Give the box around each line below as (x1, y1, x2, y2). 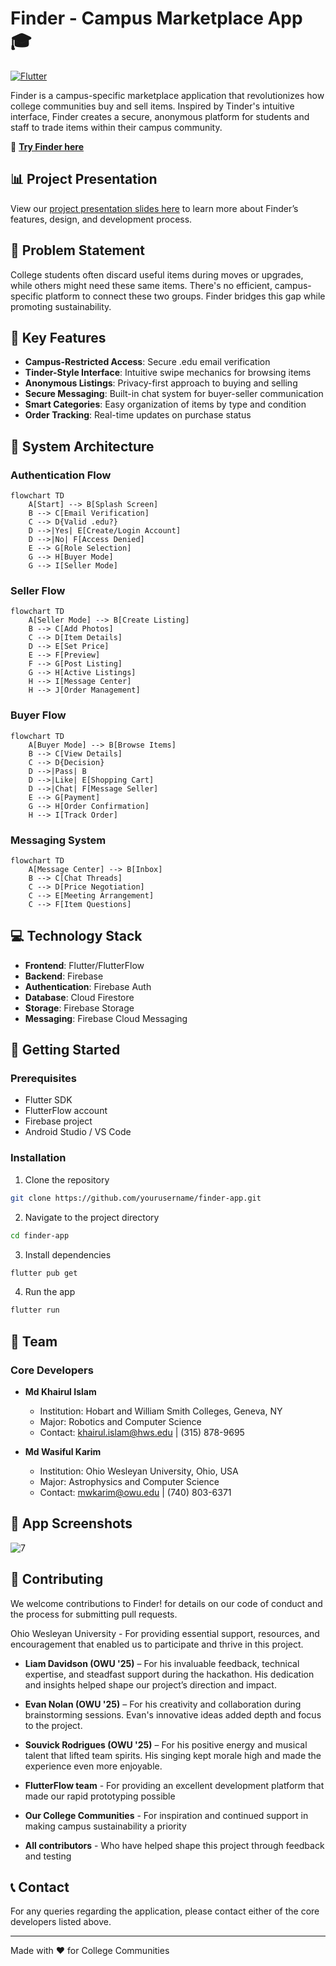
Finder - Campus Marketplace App (10, 7, 303, 30)
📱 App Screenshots (10, 1515, 133, 1532)
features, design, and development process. (10, 213, 193, 225)
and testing (24, 1850, 72, 1862)
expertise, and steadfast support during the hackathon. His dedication (24, 1668, 315, 1680)
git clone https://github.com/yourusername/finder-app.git (10, 1193, 262, 1203)
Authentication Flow (10, 468, 112, 482)
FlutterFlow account (24, 1105, 108, 1117)
